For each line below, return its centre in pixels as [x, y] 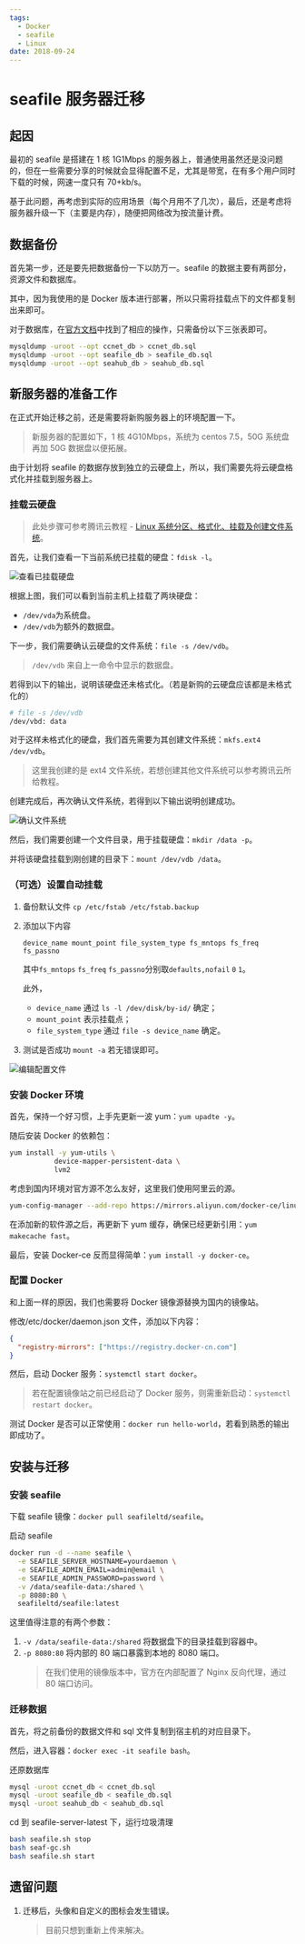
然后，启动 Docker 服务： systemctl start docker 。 [106, 1374]
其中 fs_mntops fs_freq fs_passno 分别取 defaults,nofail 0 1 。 [137, 968]
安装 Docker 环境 [47, 1095]
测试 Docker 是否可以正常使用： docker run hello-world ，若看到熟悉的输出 [149, 1424]
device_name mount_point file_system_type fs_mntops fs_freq [141, 943]
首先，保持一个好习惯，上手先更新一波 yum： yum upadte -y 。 [125, 1117]
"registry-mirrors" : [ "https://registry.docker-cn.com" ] [128, 1347]
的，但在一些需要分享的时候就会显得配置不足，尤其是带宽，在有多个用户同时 [152, 171]
